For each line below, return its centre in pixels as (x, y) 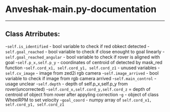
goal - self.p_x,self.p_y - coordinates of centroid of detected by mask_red (84, 62)
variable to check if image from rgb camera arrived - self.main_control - (81, 78)
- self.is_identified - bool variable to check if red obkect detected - (77, 46)
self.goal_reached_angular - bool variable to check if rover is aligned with (83, 57)
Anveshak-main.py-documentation (81, 9)
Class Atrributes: (33, 34)
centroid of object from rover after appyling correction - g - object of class (82, 94)
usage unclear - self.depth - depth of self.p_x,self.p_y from (67, 84)
